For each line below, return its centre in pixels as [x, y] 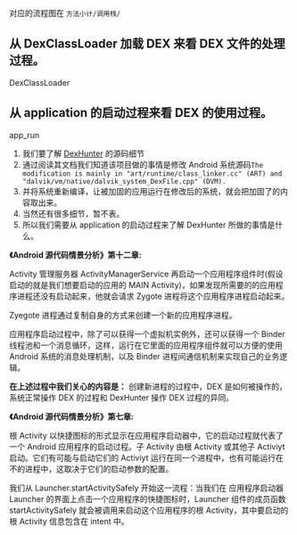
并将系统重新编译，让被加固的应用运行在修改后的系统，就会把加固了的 [151, 191]
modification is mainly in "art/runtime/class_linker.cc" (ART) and [152, 173]
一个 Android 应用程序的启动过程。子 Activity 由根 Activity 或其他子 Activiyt [147, 446]
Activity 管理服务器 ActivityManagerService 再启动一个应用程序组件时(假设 [146, 274]
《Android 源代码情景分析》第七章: [71, 416]
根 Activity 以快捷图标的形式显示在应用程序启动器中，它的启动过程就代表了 [146, 435]
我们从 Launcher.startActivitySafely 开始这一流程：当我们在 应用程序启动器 [146, 488]
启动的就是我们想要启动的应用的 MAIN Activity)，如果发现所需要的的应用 [143, 284]
